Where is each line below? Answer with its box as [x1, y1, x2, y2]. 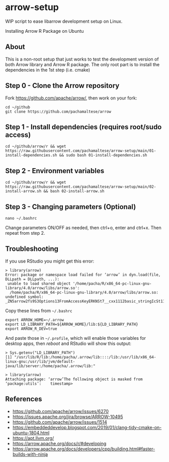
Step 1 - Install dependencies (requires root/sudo [5, 123, 162, 131]
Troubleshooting [5, 244, 59, 253]
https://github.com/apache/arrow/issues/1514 [12, 419, 107, 425]
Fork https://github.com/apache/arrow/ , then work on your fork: [5, 95, 137, 101]
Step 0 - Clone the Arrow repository [5, 81, 120, 90]
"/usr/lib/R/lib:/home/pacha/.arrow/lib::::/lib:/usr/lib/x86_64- [14, 354, 156, 360]
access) [5, 130, 31, 139]
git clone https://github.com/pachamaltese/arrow [5, 109, 112, 114]
